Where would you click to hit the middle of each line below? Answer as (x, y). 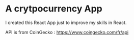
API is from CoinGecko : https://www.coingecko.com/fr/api (67, 32)
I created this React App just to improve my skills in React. (66, 22)
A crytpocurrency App (54, 9)
